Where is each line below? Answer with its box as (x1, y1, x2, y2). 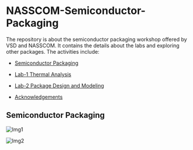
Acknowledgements (14, 93, 63, 100)
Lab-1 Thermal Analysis (14, 71, 71, 78)
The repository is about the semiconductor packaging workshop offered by (6, 36, 187, 43)
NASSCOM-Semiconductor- (6, 4, 146, 18)
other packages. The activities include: (6, 48, 99, 55)
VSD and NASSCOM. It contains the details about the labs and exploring (6, 42, 180, 49)
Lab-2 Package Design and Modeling (14, 82, 104, 89)
